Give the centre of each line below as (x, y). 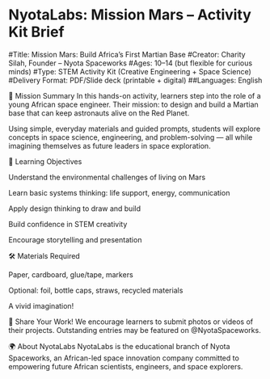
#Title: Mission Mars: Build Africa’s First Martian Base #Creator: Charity (127, 54)
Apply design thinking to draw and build (75, 208)
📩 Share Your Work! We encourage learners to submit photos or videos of (131, 322)
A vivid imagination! (41, 305)
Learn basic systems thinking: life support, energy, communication (119, 192)
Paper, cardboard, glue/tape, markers (71, 274)
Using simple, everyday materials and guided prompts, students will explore (135, 128)
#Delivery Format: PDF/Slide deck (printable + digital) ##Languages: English (135, 80)
